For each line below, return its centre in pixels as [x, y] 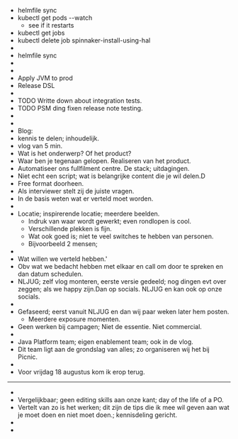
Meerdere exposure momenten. [74, 319]
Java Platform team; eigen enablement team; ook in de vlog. [105, 342]
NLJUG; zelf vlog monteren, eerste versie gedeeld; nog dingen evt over [122, 282]
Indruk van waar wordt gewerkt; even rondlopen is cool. [110, 221]
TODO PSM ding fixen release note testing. [80, 108]
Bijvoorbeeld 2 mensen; [63, 244]
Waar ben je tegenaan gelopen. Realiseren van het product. [104, 161]
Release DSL [36, 85]
